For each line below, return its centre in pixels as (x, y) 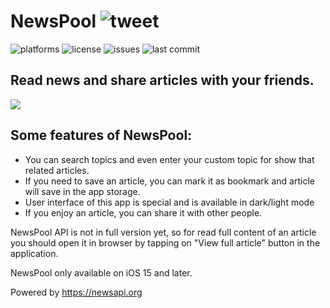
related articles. (57, 170)
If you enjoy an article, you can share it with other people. (143, 212)
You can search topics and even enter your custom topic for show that (169, 159)
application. (34, 253)
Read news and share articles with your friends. (162, 80)
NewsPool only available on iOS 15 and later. (101, 272)
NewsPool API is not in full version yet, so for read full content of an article (163, 232)
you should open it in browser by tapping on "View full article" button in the (165, 242)
